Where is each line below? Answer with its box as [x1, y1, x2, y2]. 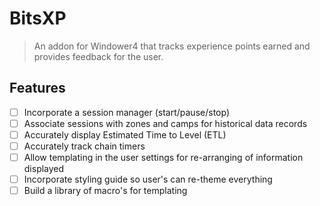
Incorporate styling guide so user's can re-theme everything [23, 173, 273, 186]
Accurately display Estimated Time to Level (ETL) [23, 128, 227, 141]
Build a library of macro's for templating [23, 185, 188, 197]
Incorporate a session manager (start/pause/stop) [23, 106, 230, 118]
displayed [23, 163, 65, 175]
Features [9, 80, 66, 97]
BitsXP [9, 7, 67, 30]
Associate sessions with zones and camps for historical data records [23, 117, 308, 129]
